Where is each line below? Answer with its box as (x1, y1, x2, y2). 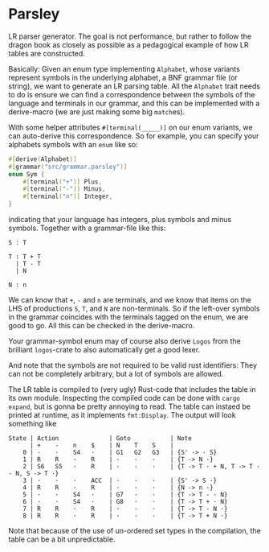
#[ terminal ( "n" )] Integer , (22, 192, 113, 201)
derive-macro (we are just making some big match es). (8, 106, 185, 117)
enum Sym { (8, 170, 45, 178)
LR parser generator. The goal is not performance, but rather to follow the (8, 31, 252, 41)
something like (8, 419, 57, 429)
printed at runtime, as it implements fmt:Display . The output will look (8, 410, 236, 420)
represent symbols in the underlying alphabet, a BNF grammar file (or (8, 72, 238, 82)
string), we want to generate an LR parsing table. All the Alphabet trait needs (8, 81, 261, 91)
